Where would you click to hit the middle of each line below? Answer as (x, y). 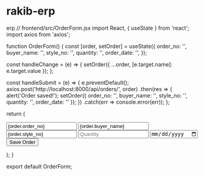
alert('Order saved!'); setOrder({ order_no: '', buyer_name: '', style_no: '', (97, 95)
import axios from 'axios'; (38, 34)
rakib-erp (31, 11)
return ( (16, 113)
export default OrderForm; (39, 167)
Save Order (23, 142)
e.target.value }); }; (30, 70)
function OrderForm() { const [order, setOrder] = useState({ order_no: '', (97, 46)
